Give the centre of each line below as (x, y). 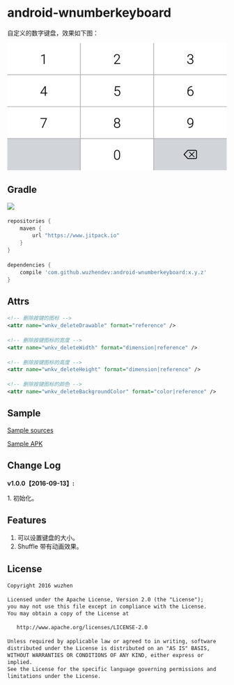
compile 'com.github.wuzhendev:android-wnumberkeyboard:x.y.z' (114, 272)
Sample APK (25, 443)
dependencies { (29, 265)
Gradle (22, 190)
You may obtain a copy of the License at (68, 614)
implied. (20, 663)
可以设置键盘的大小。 (48, 538)
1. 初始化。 (23, 498)
